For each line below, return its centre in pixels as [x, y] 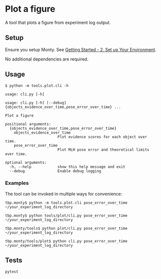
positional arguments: [28, 124]
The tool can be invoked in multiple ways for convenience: [64, 194]
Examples [17, 183]
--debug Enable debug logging [55, 171]
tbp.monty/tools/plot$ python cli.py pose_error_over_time [66, 241]
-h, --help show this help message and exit [67, 167]
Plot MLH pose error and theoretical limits [103, 150]
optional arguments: [26, 162]
